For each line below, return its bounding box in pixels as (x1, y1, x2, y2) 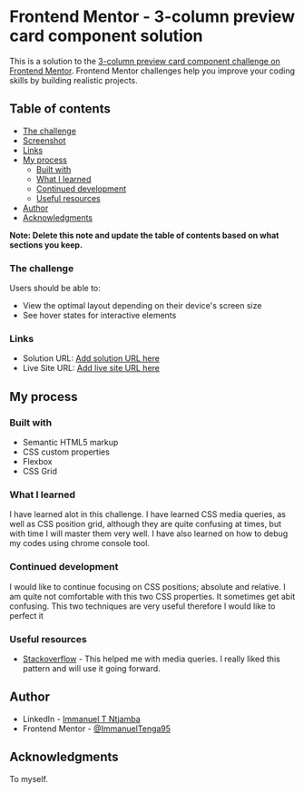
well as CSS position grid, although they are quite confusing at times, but (9, 519, 282, 530)
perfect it (9, 610, 44, 621)
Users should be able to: (9, 283, 102, 294)
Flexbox (22, 456, 53, 467)
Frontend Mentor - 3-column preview (9, 6, 296, 27)
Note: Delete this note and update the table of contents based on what (9, 230, 279, 240)
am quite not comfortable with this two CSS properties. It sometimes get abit (9, 591, 296, 602)
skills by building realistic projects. (9, 74, 138, 85)
